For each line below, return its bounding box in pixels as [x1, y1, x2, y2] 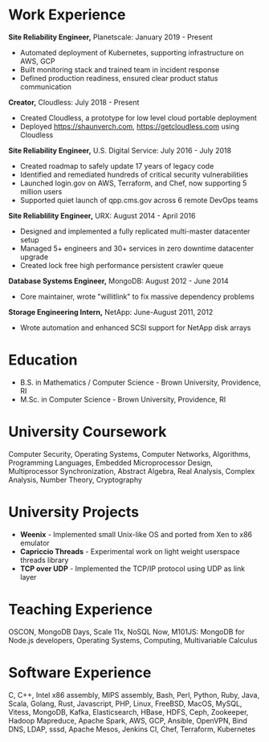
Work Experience [8, 6, 126, 24]
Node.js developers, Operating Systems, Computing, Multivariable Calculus [8, 635, 258, 645]
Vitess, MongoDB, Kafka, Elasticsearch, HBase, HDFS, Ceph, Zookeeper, [8, 707, 249, 716]
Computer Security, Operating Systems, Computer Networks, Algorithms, [8, 449, 251, 459]
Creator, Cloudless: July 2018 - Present [8, 97, 140, 107]
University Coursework [8, 423, 167, 441]
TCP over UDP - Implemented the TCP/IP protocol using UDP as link [19, 564, 246, 573]
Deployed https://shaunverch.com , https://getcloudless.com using [19, 121, 239, 131]
